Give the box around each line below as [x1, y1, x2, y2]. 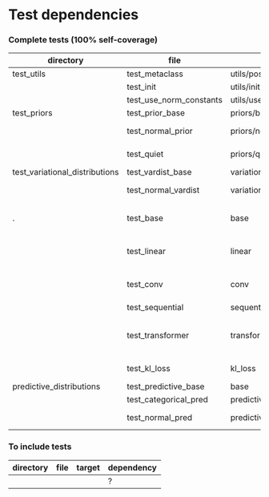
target [76, 462, 100, 473]
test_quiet [126, 148, 164, 160]
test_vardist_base [126, 167, 192, 178]
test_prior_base [126, 107, 186, 119]
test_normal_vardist [126, 184, 200, 196]
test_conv [126, 279, 163, 290]
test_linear [126, 246, 167, 257]
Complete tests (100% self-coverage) [8, 34, 159, 46]
